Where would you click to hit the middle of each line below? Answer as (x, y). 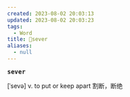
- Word (23, 33)
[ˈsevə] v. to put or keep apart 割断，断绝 (65, 86)
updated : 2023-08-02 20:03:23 (51, 20)
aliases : (20, 46)
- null (23, 53)
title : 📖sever (28, 39)
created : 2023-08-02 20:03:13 (51, 14)
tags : (15, 26)
